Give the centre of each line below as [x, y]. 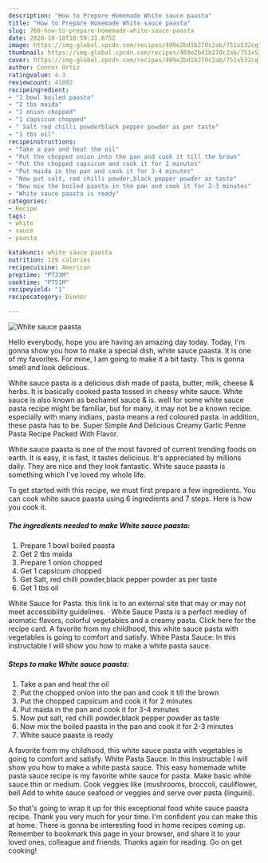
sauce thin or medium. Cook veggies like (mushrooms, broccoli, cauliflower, [133, 784]
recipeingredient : [39, 90]
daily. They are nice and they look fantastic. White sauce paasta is [117, 466]
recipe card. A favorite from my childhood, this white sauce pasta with [124, 629]
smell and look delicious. [49, 367]
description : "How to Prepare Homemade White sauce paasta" [110, 16]
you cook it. [28, 507]
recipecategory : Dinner [48, 297]
